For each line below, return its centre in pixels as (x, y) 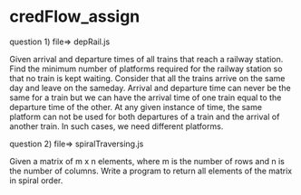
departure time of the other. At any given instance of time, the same (136, 107)
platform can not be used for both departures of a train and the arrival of (145, 116)
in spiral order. (36, 180)
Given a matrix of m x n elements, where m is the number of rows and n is (147, 161)
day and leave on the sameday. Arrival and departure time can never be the (150, 88)
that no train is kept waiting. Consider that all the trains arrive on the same (147, 78)
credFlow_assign (75, 17)
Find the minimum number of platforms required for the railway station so (146, 69)
